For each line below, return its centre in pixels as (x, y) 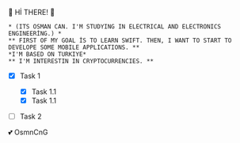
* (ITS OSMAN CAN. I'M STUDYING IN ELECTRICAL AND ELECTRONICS (115, 27)
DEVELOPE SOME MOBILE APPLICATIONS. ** (74, 47)
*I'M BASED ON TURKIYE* (48, 55)
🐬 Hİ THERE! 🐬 (32, 12)
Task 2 (30, 117)
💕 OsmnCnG (28, 132)
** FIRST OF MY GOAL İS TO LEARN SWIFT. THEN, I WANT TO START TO (120, 40)
